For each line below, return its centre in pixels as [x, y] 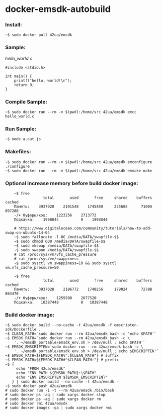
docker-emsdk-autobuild [58, 9]
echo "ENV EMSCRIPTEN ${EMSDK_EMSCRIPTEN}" [62, 377]
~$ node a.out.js [23, 139]
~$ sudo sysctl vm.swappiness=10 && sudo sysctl [65, 263]
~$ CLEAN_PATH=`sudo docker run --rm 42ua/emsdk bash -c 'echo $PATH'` [81, 334]
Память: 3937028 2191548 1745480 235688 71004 [83, 207]
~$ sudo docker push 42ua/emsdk [39, 386]
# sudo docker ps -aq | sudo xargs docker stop [55, 395]
